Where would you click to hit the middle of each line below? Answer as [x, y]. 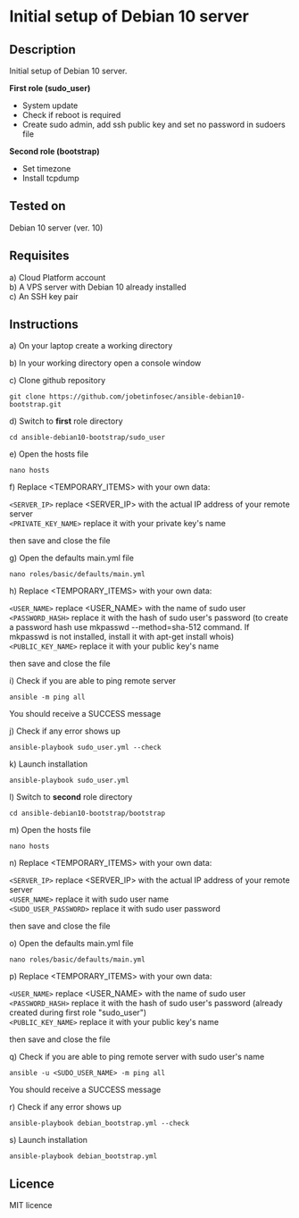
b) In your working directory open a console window [105, 363]
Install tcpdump [51, 178]
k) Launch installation [49, 764]
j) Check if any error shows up [65, 731]
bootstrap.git [36, 405]
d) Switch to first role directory [66, 421]
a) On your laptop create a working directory [91, 346]
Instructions [44, 325]
